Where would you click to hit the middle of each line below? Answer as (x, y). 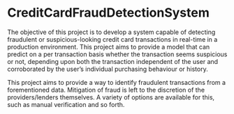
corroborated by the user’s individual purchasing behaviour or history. (108, 69)
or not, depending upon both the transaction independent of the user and (113, 61)
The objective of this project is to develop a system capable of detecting (111, 32)
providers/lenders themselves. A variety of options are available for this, (111, 97)
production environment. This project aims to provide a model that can (109, 47)
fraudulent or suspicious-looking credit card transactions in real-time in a (112, 39)
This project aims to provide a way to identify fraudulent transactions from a (116, 82)
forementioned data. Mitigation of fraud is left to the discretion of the (106, 90)
